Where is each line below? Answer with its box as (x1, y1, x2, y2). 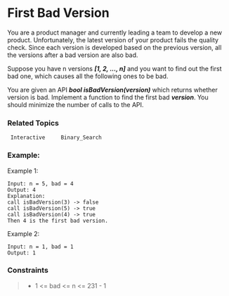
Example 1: (7, 166, 39, 175)
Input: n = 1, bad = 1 (7, 243, 74, 250)
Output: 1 (7, 249, 37, 257)
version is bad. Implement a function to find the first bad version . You (7, 93, 209, 101)
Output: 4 (7, 186, 37, 193)
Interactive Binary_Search (10, 134, 102, 142)
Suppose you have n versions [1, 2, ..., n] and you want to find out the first (7, 64, 222, 73)
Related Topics (7, 118, 60, 128)
